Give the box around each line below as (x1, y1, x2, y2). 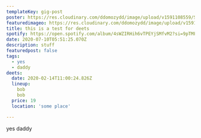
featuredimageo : (6, 20, 47, 26)
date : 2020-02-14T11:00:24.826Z (11, 75, 93, 81)
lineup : (11, 81, 31, 87)
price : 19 (11, 97, 36, 103)
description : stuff (6, 42, 55, 48)
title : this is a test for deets (6, 25, 90, 32)
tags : (6, 53, 20, 59)
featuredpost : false (6, 48, 58, 54)
